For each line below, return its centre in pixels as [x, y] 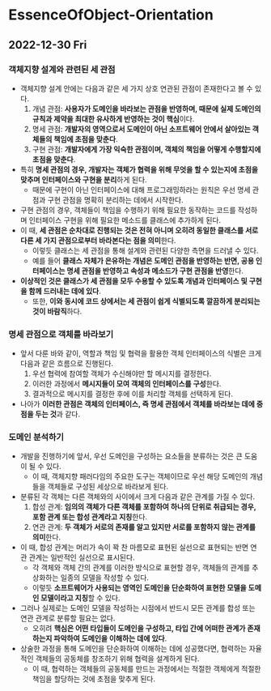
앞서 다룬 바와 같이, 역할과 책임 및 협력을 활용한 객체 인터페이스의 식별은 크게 [141, 353]
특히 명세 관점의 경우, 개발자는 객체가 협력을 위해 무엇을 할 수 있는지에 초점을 [139, 169]
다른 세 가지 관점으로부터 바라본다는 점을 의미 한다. [98, 240]
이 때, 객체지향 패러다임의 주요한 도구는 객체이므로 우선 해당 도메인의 [140, 476]
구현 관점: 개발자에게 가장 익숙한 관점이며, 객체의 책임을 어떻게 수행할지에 [146, 149]
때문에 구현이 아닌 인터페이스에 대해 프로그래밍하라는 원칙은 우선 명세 [141, 190]
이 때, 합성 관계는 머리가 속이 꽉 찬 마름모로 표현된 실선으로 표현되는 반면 [134, 548]
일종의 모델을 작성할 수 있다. [105, 578]
